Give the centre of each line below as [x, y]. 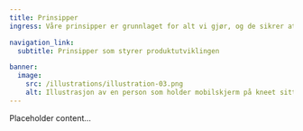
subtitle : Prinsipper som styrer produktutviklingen [119, 51]
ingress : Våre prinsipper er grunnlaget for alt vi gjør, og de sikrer [147, 26]
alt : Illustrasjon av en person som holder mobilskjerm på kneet [151, 92]
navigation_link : [42, 42]
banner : [24, 67]
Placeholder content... [50, 117]
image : [30, 76]
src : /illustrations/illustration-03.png [104, 84]
